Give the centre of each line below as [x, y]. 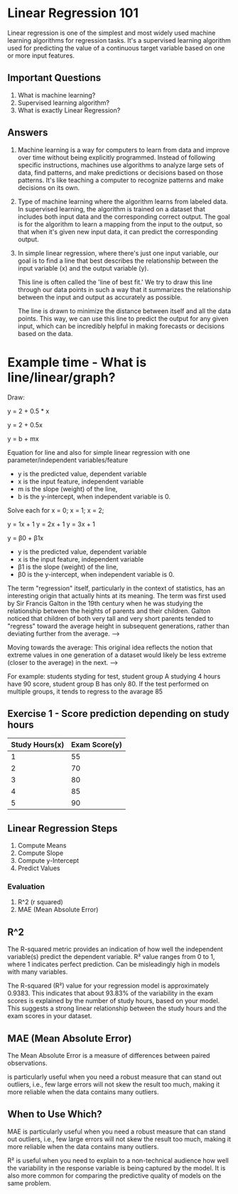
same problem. [29, 1183]
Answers [28, 133]
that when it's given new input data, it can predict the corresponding [118, 231]
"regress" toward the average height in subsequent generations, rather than [118, 626]
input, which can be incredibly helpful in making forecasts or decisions [121, 326]
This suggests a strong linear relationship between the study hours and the [117, 1008]
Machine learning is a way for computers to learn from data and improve [123, 150]
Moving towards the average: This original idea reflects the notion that [110, 647]
